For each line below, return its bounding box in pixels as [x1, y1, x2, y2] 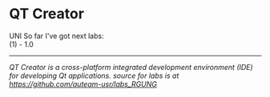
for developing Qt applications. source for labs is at [9, 71, 179, 80]
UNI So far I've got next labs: [9, 31, 104, 41]
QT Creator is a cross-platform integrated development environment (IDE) [9, 62, 253, 72]
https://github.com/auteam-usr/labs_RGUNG [9, 79, 157, 88]
